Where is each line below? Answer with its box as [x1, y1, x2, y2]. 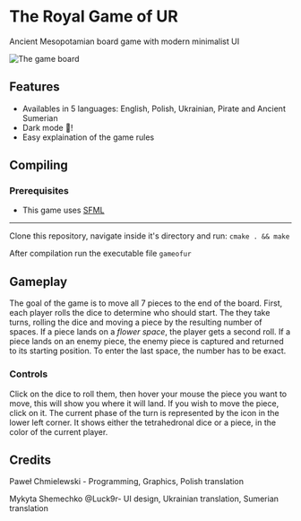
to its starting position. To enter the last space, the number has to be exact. [9, 345, 287, 356]
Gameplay [9, 274, 68, 289]
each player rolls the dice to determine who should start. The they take [9, 308, 271, 318]
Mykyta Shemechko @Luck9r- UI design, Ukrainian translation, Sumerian [9, 493, 279, 504]
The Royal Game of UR [9, 6, 179, 27]
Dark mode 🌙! [21, 122, 73, 133]
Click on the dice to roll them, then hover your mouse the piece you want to [9, 388, 288, 399]
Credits [9, 452, 52, 467]
